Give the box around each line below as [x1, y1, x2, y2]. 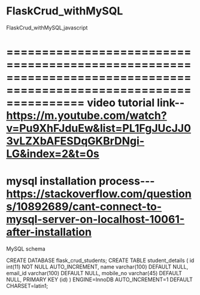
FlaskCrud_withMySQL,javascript [6, 24, 88, 31]
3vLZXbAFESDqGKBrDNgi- [6, 134, 145, 148]
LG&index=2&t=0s [6, 147, 100, 161]
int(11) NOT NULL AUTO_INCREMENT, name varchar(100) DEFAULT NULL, [6, 263, 189, 270]
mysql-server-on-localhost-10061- [6, 213, 184, 226]
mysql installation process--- [6, 174, 155, 188]
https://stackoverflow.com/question [6, 187, 192, 201]
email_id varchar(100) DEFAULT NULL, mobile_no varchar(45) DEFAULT [6, 270, 183, 277]
